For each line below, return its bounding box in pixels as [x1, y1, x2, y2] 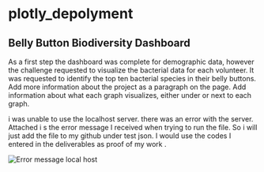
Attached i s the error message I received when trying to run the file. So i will [8, 123, 258, 132]
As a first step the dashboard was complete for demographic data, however [8, 57, 255, 66]
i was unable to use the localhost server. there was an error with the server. [8, 114, 254, 123]
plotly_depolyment [8, 5, 134, 23]
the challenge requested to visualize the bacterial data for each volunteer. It [8, 65, 255, 75]
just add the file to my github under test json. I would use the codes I [8, 131, 232, 140]
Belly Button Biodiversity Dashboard [8, 36, 191, 50]
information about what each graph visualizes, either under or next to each [8, 91, 251, 99]
